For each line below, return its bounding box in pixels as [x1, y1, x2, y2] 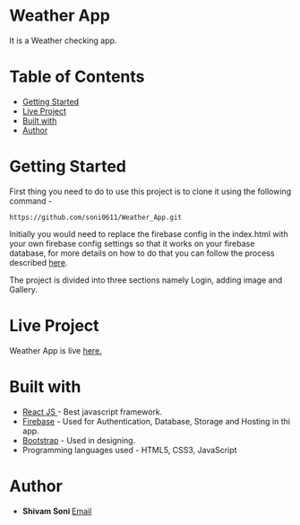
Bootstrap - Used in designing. [21, 434, 136, 445]
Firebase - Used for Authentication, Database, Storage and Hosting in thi [21, 416, 291, 426]
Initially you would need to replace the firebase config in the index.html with [9, 228, 288, 239]
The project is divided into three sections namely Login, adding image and [9, 275, 283, 285]
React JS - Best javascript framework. [21, 406, 163, 417]
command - [9, 195, 53, 206]
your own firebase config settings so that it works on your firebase [9, 238, 255, 249]
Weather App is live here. [9, 345, 103, 355]
